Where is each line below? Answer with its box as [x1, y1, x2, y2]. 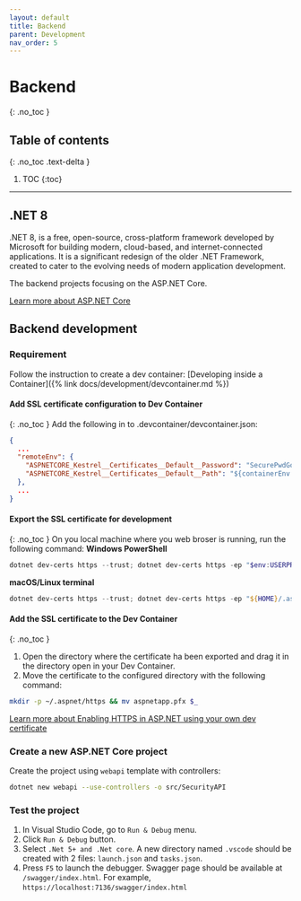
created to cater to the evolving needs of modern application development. [9, 260, 287, 271]
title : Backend [9, 22, 66, 31]
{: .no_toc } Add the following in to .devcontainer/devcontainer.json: [9, 418, 258, 429]
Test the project [9, 804, 80, 817]
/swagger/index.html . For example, [21, 872, 151, 883]
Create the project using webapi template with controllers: [9, 765, 221, 776]
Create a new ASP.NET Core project [9, 745, 168, 757]
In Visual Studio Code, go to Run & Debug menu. [21, 825, 197, 835]
